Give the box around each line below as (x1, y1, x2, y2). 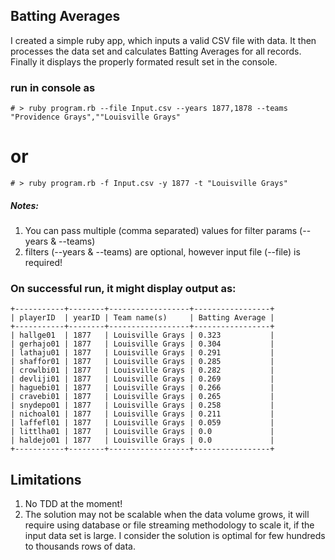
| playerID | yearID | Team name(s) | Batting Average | (10, 313, 275, 323)
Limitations (10, 471, 82, 488)
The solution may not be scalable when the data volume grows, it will (24, 509, 310, 521)
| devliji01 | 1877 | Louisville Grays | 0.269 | (10, 374, 275, 384)
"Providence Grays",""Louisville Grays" (10, 112, 182, 123)
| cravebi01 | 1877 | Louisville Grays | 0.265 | (10, 392, 275, 402)
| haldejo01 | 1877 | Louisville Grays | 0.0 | (10, 435, 275, 446)
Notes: (10, 199, 40, 211)
